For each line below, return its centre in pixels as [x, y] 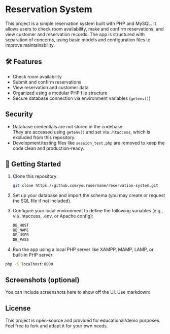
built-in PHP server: [33, 255]
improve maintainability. [30, 45]
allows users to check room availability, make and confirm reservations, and [84, 29]
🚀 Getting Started [33, 164]
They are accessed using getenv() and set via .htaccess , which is [81, 132]
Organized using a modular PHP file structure [60, 93]
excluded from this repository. [44, 137]
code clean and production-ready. [48, 148]
